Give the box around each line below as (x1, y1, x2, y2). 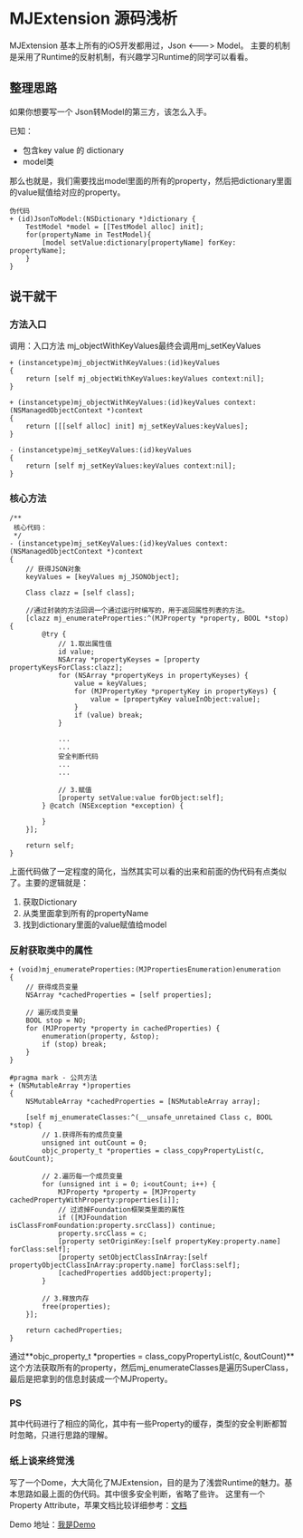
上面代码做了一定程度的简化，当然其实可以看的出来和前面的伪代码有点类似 (9, 866, 287, 876)
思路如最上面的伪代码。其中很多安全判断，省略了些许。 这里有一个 (16, 1488, 265, 1499)
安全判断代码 (57, 751, 99, 761)
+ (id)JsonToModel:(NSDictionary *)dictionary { (9, 214, 196, 223)
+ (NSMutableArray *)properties (9, 1081, 131, 1090)
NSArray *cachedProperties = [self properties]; (25, 991, 213, 1000)
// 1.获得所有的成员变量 (42, 1130, 124, 1140)
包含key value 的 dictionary (22, 144, 125, 155)
